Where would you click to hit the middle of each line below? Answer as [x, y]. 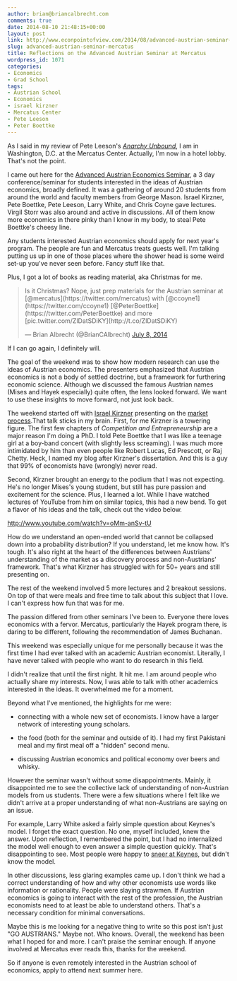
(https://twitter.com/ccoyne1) [67, 305]
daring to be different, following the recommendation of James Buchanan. [115, 632]
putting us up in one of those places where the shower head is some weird [116, 256]
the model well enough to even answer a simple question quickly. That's [112, 846]
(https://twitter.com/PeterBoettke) [74, 313]
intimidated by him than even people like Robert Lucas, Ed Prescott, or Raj [115, 450]
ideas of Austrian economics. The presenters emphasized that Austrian [111, 369]
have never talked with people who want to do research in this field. [106, 660]
